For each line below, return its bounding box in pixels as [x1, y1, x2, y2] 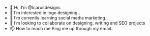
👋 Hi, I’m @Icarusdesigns [9, 5, 60, 10]
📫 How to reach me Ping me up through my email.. [9, 26, 114, 31]
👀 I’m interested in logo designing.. [9, 10, 80, 16]
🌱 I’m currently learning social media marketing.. [9, 15, 108, 20]
